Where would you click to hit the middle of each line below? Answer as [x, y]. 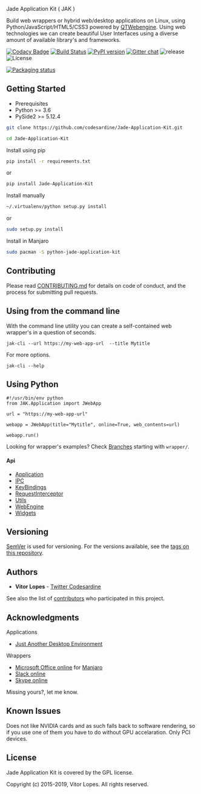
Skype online [31, 680]
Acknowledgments [43, 618]
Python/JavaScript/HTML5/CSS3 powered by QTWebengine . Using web [96, 27]
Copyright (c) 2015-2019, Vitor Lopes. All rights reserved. [77, 784]
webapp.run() [23, 436]
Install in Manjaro [28, 241]
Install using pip [26, 150]
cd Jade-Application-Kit [38, 138]
